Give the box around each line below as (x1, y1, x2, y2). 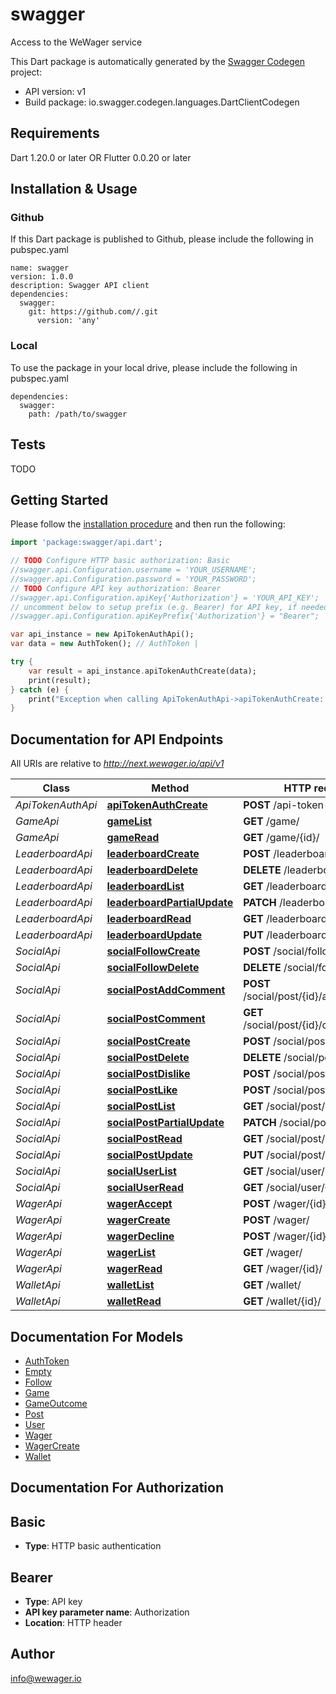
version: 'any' (36, 316, 101, 326)
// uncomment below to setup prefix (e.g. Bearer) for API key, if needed (10, 602, 329, 612)
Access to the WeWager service (10, 36, 143, 48)
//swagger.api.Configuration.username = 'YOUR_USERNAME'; (10, 565, 257, 575)
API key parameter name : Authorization (24, 1606, 190, 1618)
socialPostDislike (106, 1067, 191, 1081)
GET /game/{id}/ (243, 831, 320, 845)
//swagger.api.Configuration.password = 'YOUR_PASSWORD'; (10, 574, 257, 584)
